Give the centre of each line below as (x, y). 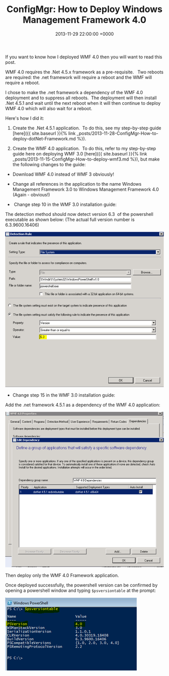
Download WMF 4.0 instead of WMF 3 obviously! (63, 174)
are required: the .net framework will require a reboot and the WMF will (79, 77)
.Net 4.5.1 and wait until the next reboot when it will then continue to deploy (83, 103)
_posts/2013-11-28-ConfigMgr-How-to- (117, 133)
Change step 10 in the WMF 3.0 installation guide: (65, 204)
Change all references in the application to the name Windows (77, 184)
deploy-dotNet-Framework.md (44, 138)
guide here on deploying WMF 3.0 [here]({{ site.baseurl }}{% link (80, 154)
